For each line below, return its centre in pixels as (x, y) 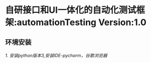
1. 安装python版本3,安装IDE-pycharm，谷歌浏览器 (56, 56)
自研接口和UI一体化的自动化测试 (71, 10)
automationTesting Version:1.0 (81, 22)
